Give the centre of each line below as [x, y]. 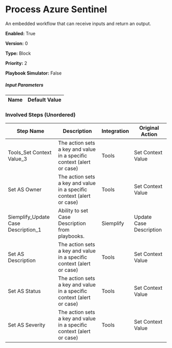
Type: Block [18, 53]
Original [149, 128]
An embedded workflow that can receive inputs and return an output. [78, 24]
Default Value [44, 100]
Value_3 [17, 159]
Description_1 [25, 230]
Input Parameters [24, 85]
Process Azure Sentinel [56, 9]
